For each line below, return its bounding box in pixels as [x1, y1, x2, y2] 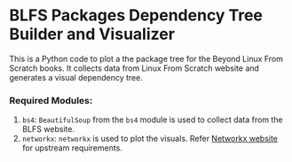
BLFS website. [21, 124, 75, 135]
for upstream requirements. [21, 143, 122, 153]
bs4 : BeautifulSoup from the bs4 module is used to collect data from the [21, 114, 283, 125]
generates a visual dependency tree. [9, 72, 144, 82]
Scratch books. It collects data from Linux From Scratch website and [9, 63, 260, 73]
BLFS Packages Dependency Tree [9, 5, 264, 26]
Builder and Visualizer [9, 24, 176, 44]
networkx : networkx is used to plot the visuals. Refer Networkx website [21, 134, 278, 144]
